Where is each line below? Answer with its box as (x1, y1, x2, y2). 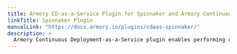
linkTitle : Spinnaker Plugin (7, 17, 93, 24)
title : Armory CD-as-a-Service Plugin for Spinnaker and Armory (7, 10, 200, 18)
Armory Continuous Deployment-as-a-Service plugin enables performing (13, 36, 226, 43)
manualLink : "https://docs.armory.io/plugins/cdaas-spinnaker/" (7, 23, 200, 30)
